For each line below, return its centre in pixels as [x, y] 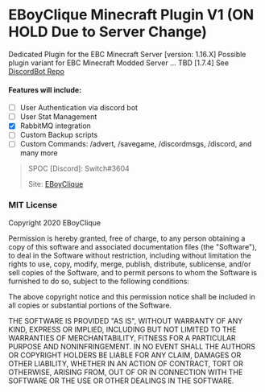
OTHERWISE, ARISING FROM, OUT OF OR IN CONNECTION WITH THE [126, 372]
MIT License [33, 205]
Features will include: [45, 89]
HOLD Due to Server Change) [108, 32]
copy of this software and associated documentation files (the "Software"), [133, 246]
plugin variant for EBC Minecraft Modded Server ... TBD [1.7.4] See [119, 63]
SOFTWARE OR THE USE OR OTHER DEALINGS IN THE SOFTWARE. [121, 381]
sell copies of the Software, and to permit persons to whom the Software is [133, 272]
